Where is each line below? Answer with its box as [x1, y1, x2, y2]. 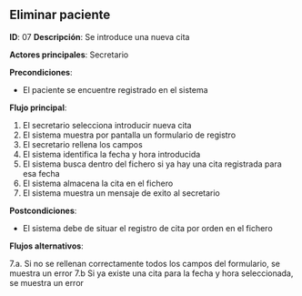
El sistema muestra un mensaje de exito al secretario [22, 187, 221, 199]
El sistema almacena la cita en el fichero [22, 178, 174, 189]
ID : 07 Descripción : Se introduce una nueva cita [9, 31, 190, 42]
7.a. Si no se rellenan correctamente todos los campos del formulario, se [9, 258, 280, 269]
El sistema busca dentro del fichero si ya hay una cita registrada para [22, 158, 282, 169]
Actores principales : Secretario [9, 49, 129, 60]
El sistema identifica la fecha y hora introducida [22, 148, 201, 159]
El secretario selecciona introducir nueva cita [22, 119, 192, 130]
